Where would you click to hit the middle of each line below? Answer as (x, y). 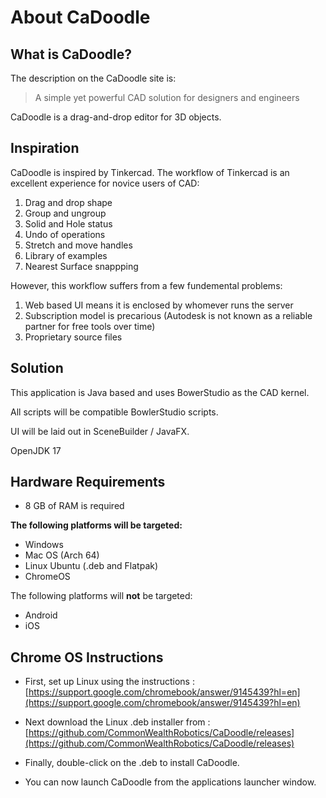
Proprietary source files (73, 337)
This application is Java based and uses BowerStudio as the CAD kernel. (160, 392)
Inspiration (45, 148)
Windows (44, 545)
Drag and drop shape (68, 202)
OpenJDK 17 (36, 450)
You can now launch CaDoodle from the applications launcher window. (170, 782)
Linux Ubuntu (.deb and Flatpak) (91, 566)
